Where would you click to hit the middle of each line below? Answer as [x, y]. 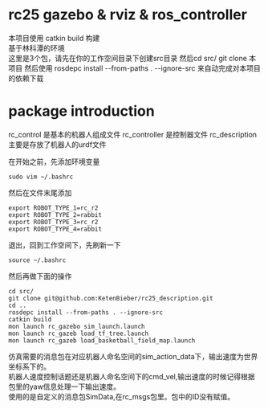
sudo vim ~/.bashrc [41, 177]
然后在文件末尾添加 [40, 192]
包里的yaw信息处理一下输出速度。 [65, 387]
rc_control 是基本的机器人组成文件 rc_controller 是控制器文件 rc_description [133, 134]
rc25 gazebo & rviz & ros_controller [128, 15]
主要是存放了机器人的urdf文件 [57, 144]
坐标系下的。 [29, 366]
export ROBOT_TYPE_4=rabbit [55, 229]
